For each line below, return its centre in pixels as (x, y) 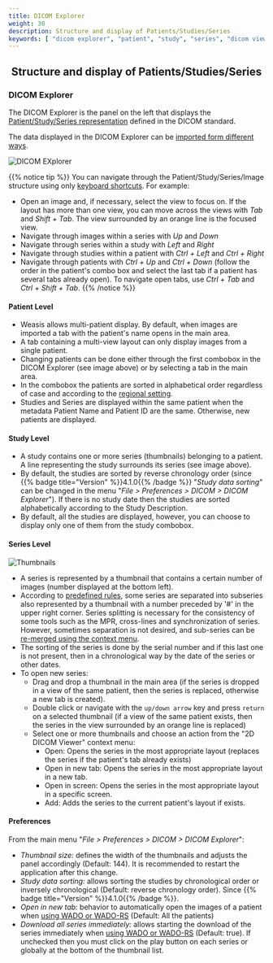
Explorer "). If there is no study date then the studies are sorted (125, 499)
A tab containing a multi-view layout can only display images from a (134, 342)
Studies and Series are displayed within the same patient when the (132, 403)
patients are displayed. (58, 420)
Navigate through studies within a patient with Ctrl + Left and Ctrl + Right (142, 253)
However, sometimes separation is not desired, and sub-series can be (137, 630)
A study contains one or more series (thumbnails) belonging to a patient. (141, 456)
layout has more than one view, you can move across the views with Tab (141, 210)
